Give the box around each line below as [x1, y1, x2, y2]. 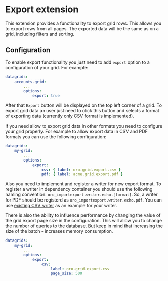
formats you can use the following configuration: [5, 134, 107, 140]
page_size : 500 [50, 271, 82, 276]
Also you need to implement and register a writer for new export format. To [5, 181, 161, 187]
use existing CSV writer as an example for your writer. [5, 203, 117, 209]
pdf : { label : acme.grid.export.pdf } [41, 172, 123, 177]
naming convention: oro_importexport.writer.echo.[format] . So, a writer [5, 191, 158, 198]
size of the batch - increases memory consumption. [5, 228, 113, 234]
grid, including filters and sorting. [5, 31, 75, 37]
